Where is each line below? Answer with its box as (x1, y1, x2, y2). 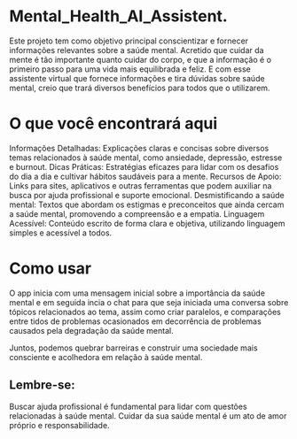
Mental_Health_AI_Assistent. (9, 6, 228, 27)
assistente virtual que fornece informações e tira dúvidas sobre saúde (9, 73, 265, 83)
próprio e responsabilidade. (9, 420, 110, 430)
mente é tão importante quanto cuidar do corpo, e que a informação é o (9, 54, 272, 65)
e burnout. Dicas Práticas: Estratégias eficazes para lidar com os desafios (9, 161, 279, 172)
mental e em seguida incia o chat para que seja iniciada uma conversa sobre (9, 297, 289, 307)
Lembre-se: (9, 378, 75, 393)
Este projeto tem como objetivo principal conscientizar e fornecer (9, 35, 249, 46)
